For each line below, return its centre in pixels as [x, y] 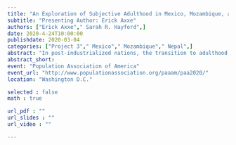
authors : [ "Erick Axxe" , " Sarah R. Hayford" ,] [77, 27]
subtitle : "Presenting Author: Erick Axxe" [72, 20]
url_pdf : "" [26, 111]
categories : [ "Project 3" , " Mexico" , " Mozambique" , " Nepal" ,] [100, 46]
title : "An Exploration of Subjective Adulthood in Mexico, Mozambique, [116, 14]
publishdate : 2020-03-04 [44, 40]
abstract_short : [31, 60]
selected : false [33, 92]
